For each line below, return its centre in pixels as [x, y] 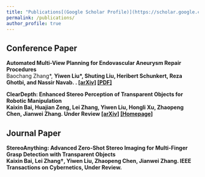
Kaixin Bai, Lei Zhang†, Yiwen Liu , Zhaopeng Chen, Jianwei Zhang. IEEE [99, 161]
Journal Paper [34, 133]
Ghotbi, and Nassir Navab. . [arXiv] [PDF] [59, 83]
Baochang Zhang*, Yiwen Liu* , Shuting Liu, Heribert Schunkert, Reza [94, 76]
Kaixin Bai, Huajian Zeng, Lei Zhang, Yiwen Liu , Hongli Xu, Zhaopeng [95, 107]
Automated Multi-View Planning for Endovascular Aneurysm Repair [94, 63]
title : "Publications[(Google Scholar [56, 12]
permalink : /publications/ [41, 18]
